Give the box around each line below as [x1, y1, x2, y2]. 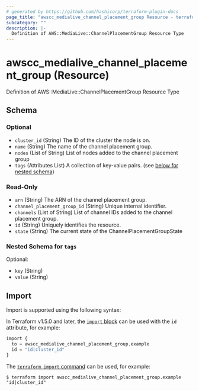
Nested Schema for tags [6, 242, 77, 250]
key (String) [14, 267, 43, 274]
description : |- [6, 25, 46, 31]
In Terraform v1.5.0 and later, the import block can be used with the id [6, 318, 177, 325]
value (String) [14, 273, 49, 281]
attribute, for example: [6, 324, 60, 331]
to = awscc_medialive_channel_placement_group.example [11, 341, 150, 347]
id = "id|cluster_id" [11, 347, 65, 353]
